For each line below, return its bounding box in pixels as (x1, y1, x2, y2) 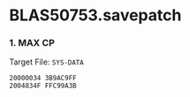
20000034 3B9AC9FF (9, 74, 77, 83)
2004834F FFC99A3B (9, 81, 77, 91)
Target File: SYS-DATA (9, 56, 84, 67)
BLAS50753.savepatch (9, 5, 182, 26)
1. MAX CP (9, 37, 55, 49)
